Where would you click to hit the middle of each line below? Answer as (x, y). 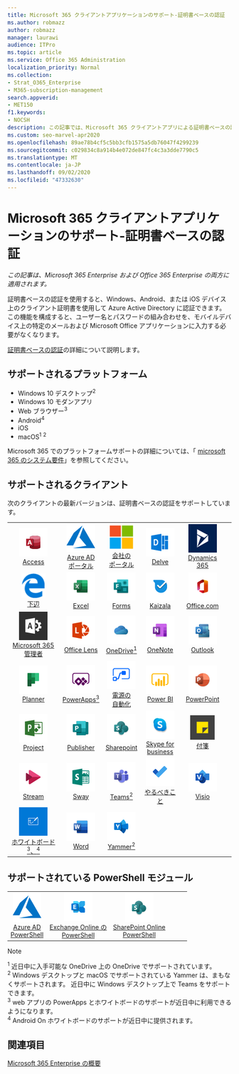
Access (33, 561)
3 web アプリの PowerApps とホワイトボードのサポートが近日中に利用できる (119, 1001)
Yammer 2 (122, 846)
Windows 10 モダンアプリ (55, 402)
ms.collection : (30, 75)
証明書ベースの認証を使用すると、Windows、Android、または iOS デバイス (117, 299)
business (160, 751)
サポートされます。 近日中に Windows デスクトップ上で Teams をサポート (122, 984)
